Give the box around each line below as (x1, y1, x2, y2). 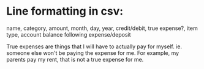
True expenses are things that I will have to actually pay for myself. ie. (6, 43, 183, 50)
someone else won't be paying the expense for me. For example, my (6, 49, 179, 56)
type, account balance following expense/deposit (6, 31, 131, 38)
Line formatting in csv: (6, 4, 124, 18)
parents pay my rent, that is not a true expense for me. (6, 56, 144, 63)
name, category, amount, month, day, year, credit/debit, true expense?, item (6, 24, 198, 32)
